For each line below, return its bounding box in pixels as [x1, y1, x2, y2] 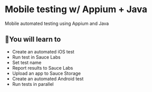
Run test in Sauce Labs [12, 54, 61, 60]
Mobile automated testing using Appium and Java [5, 20, 109, 26]
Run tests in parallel [12, 81, 54, 87]
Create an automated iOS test [12, 48, 74, 54]
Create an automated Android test [12, 75, 84, 82]
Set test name [12, 59, 42, 66]
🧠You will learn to [5, 35, 61, 44]
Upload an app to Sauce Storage [12, 70, 81, 76]
